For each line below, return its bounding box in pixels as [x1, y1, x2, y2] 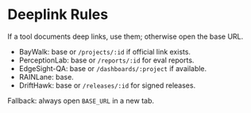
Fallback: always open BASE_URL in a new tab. [7, 96, 154, 105]
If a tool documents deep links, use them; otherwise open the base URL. [7, 32, 244, 41]
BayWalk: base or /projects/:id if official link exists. [18, 47, 191, 56]
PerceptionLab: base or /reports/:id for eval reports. [18, 55, 195, 65]
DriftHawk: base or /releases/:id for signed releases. [18, 81, 196, 90]
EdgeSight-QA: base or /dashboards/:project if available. [18, 63, 207, 73]
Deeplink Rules [7, 6, 109, 24]
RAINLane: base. [18, 72, 75, 81]
